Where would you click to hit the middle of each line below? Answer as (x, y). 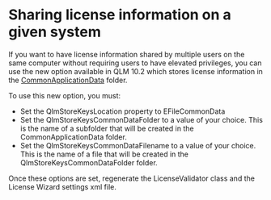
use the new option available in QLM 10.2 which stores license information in (135, 71)
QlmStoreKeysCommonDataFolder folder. (89, 162)
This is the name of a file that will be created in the (104, 154)
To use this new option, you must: (65, 95)
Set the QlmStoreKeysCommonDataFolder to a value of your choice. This (141, 119)
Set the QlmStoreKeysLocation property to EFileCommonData (123, 111)
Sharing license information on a (120, 15)
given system (55, 32)
